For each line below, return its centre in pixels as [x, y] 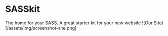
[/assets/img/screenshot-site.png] [41, 28]
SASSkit [23, 9]
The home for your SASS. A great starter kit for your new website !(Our [79, 23]
